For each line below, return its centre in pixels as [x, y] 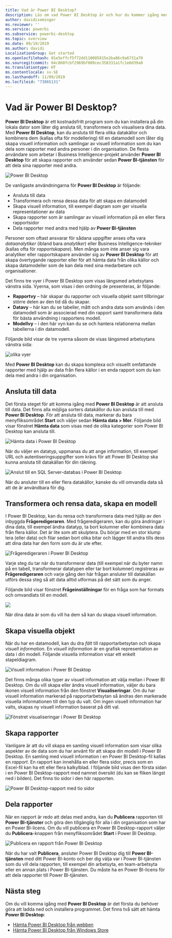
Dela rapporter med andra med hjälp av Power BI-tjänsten [74, 228]
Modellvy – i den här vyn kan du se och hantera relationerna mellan [84, 323]
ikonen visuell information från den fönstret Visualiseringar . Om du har [80, 691]
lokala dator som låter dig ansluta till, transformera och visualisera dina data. [86, 127]
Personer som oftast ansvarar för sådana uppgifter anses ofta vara [76, 238]
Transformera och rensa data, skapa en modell [81, 503]
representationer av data [39, 211]
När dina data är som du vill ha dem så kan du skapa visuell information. [81, 615]
